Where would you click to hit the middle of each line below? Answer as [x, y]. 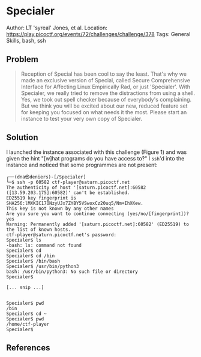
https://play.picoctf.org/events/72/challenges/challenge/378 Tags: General [98, 34]
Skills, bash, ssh [26, 40]
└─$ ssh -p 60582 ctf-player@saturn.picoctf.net [68, 182]
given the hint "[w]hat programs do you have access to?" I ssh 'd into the [95, 158]
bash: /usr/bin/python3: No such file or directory [72, 272]
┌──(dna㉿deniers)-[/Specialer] [46, 177]
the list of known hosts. [38, 230]
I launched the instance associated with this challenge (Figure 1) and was [97, 152]
